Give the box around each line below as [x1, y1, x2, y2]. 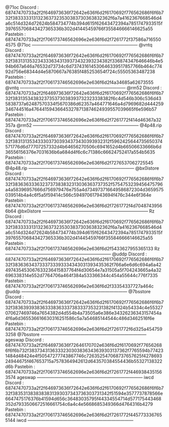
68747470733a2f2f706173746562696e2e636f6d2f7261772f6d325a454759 [5, 326, 162, 332]
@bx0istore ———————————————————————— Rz [17, 208, 155, 214]
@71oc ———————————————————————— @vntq [17, 42, 152, 47]
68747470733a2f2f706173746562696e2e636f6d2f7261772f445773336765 [5, 412, 162, 418]
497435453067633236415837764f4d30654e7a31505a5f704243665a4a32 [5, 267, 162, 273]
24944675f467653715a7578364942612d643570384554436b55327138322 [5, 358, 162, 364]
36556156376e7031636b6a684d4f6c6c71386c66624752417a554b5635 [5, 149, 155, 155]
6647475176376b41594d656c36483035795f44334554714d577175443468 [5, 396, 162, 402]
